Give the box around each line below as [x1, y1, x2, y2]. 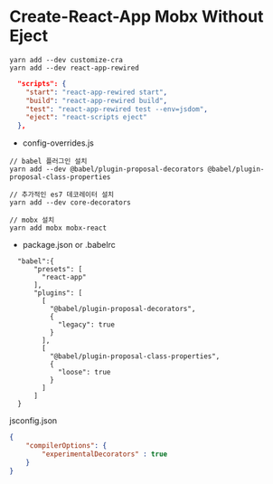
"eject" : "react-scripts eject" [25, 113, 147, 122]
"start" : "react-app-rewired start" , [25, 88, 168, 97]
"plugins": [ [33, 289, 83, 298]
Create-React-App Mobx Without [9, 6, 264, 27]
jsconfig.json [9, 415, 58, 426]
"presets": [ [33, 265, 83, 274]
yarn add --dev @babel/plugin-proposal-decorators [9, 165, 204, 174]
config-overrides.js [22, 138, 95, 148]
